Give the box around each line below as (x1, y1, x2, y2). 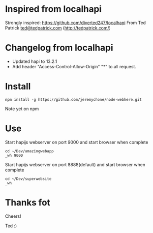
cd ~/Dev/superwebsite (5, 176, 52, 181)
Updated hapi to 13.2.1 (12, 58, 58, 64)
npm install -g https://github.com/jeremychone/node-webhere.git (5, 97, 142, 102)
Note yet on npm (5, 106, 39, 112)
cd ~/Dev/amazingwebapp (5, 148, 54, 153)
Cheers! (5, 213, 21, 219)
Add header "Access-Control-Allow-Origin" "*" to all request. (12, 63, 136, 69)
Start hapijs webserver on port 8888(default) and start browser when (5, 161, 146, 168)
